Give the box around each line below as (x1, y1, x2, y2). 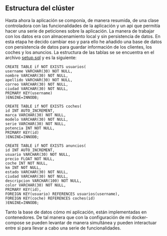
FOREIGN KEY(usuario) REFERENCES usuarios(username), (5, 191, 120, 196)
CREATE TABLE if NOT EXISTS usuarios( (5, 64, 86, 69)
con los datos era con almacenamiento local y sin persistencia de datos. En (5, 33, 160, 39)
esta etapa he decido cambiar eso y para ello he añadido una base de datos (5, 39, 162, 45)
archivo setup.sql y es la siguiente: (5, 55, 77, 61)
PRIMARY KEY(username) (5, 90, 53, 96)
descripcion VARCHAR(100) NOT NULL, (5, 178, 82, 183)
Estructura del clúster (5, 4, 75, 13)
